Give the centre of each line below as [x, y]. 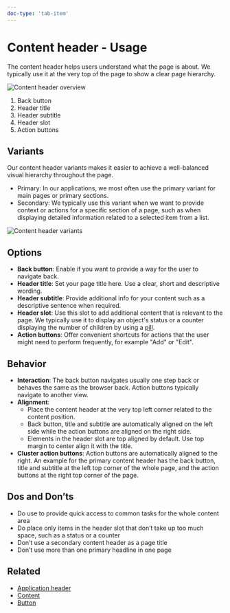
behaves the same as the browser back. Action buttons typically [108, 388]
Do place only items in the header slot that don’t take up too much [110, 528]
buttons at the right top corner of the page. [78, 475]
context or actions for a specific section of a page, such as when [109, 210]
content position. [51, 417]
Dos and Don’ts [41, 497]
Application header [44, 588]
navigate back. [38, 276]
